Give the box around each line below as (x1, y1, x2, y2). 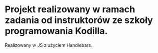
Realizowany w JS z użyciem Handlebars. (5, 42, 92, 48)
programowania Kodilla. (5, 25, 108, 37)
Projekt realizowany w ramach (5, 4, 136, 15)
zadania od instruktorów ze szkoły (5, 14, 153, 26)
